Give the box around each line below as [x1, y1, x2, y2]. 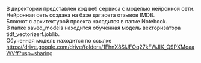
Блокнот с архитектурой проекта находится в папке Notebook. [6, 18, 168, 25]
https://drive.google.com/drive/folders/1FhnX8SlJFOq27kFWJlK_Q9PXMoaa [6, 43, 195, 50]
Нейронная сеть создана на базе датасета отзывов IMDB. [6, 11, 155, 19]
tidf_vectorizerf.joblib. [6, 31, 60, 38]
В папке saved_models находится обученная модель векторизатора [6, 24, 181, 31]
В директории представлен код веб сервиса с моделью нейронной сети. [6, 5, 195, 12]
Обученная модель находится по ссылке [6, 37, 112, 44]
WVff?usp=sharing [6, 50, 53, 56]
